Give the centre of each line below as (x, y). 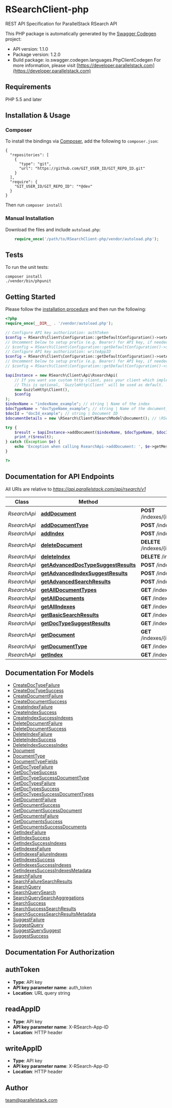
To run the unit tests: (27, 267)
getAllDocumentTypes (69, 590)
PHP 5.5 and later (24, 99)
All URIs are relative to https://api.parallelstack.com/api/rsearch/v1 (76, 489)
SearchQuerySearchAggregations (48, 898)
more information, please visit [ (45, 65)
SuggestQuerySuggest (37, 930)
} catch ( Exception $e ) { (33, 442)
